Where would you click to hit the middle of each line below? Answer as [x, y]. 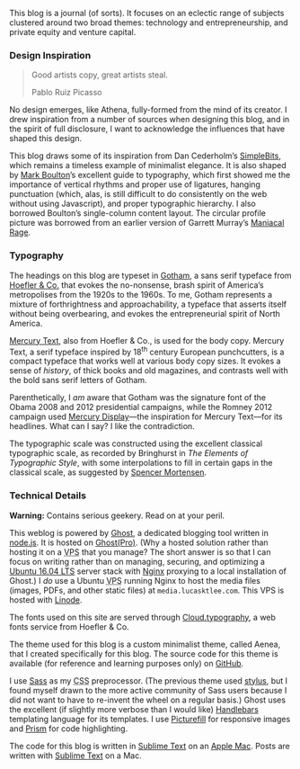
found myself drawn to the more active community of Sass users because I [148, 690]
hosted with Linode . [46, 599]
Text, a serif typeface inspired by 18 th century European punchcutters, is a [147, 351]
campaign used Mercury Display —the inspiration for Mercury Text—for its [146, 416]
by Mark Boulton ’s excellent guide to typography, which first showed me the [150, 175]
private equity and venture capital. [73, 32]
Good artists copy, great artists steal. [100, 75]
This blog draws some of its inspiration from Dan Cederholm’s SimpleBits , [145, 156]
